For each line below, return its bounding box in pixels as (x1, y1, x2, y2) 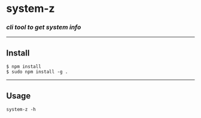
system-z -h (6, 107, 36, 113)
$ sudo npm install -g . (6, 69, 68, 75)
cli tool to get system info (6, 23, 81, 32)
